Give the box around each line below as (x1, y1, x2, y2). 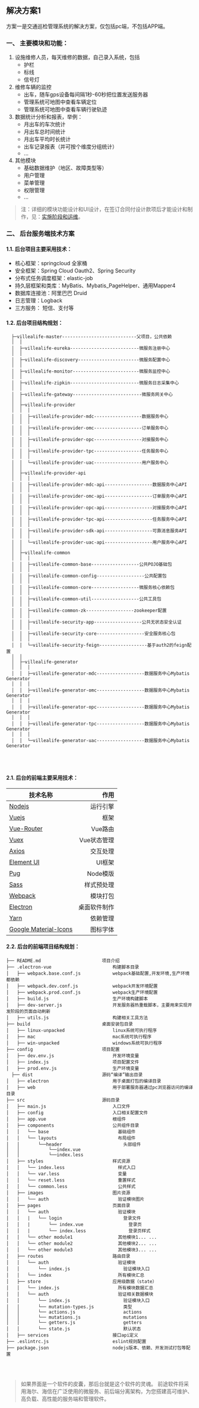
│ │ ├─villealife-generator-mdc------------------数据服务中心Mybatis (11, 671, 190, 677)
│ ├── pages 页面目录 (6, 1202, 131, 1208)
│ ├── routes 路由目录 (6, 1253, 131, 1259)
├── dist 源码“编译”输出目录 (11, 1072, 143, 1078)
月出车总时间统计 (23, 128, 66, 135)
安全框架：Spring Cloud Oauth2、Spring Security (14, 267, 136, 274)
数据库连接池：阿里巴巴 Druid (14, 290, 87, 297)
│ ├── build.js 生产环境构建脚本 (6, 995, 149, 1001)
